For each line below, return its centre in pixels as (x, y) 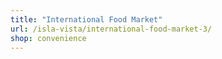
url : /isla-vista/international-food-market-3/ (111, 29)
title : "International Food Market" (86, 19)
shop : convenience (48, 38)
